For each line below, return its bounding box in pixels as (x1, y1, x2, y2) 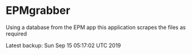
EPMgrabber (5, 4, 70, 18)
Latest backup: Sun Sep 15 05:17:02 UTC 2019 (5, 42, 122, 49)
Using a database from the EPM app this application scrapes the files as (5, 24, 186, 31)
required (5, 30, 27, 37)
